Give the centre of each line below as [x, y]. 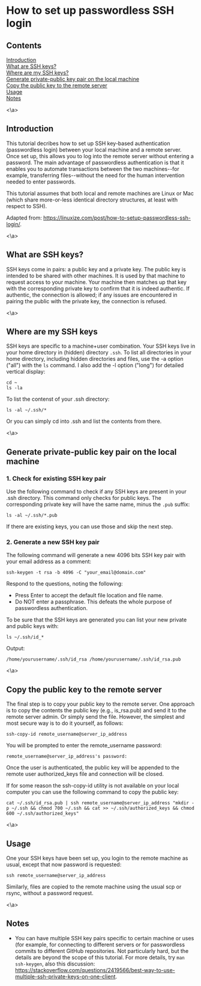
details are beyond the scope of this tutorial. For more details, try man [100, 957]
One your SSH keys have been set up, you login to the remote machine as [97, 858]
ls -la [14, 388]
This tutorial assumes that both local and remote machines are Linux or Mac [100, 193]
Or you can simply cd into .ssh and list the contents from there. [84, 421]
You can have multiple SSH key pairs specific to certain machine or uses [104, 938]
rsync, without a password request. [50, 893]
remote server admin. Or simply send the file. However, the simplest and [95, 717]
